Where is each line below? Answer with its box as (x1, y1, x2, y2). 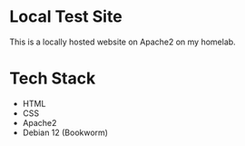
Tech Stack (9, 68, 96, 89)
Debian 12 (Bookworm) (22, 127, 109, 138)
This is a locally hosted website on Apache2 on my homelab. (9, 36, 236, 47)
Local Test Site (9, 6, 122, 27)
